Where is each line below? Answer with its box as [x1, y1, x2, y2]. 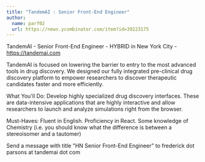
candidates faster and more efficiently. [6, 81, 104, 88]
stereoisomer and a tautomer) [6, 130, 81, 138]
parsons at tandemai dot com [6, 149, 81, 156]
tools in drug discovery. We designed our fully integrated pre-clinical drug [6, 68, 193, 75]
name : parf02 [12, 20, 45, 26]
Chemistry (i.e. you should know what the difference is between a [6, 123, 173, 131]
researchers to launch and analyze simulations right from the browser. [6, 105, 183, 113]
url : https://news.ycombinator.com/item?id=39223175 [12, 26, 149, 32]
